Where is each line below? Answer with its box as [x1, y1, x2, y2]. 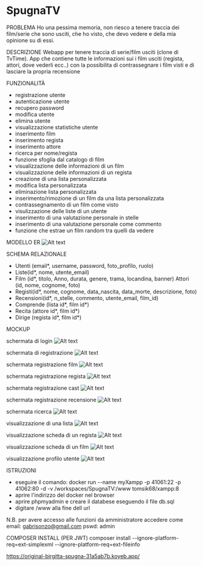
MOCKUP [6, 326, 30, 333]
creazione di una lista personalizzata [15, 175, 107, 182]
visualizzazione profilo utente [6, 455, 80, 462]
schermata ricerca [6, 407, 52, 415]
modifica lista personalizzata [15, 182, 87, 189]
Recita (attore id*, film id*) [15, 307, 80, 315]
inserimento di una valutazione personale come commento [15, 220, 162, 228]
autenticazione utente [15, 98, 70, 105]
